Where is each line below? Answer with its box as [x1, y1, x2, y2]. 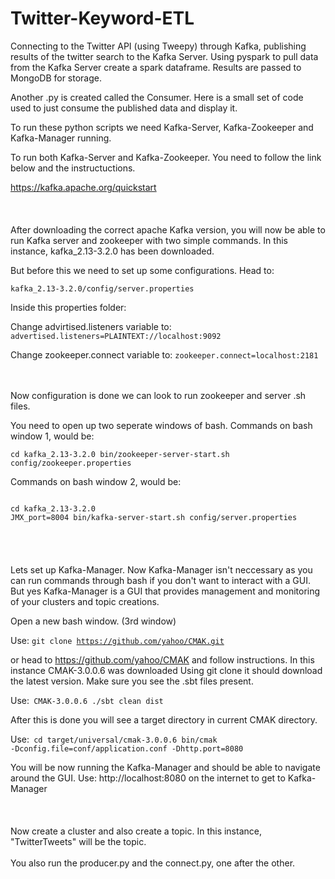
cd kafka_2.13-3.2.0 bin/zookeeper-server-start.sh [10, 449, 230, 459]
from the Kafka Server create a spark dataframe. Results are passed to [10, 61, 302, 73]
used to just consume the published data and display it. [10, 102, 238, 114]
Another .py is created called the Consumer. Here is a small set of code [10, 91, 304, 103]
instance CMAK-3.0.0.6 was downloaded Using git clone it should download [10, 664, 323, 676]
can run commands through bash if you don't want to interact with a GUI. [10, 574, 312, 586]
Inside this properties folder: [10, 301, 127, 313]
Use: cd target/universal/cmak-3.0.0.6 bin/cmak [10, 733, 218, 745]
